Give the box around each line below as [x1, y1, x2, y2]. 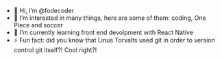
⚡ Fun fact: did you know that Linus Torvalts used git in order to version [13, 36, 215, 44]
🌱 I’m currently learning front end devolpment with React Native [13, 28, 194, 36]
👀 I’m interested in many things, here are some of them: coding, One [13, 14, 207, 22]
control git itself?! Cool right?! [13, 46, 97, 54]
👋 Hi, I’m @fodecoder [13, 7, 74, 14]
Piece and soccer [13, 21, 64, 29]
